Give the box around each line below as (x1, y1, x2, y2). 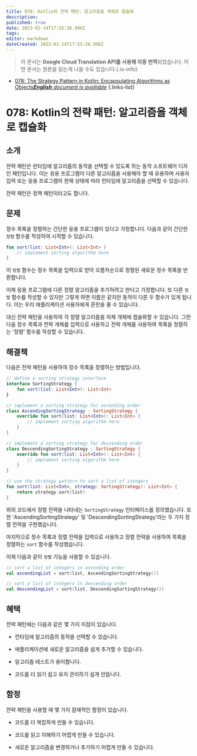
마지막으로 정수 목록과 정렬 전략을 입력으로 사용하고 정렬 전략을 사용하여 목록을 (6, 533, 187, 540)
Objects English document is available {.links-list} (14, 83, 135, 90)
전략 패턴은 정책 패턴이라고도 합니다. (6, 189, 89, 197)
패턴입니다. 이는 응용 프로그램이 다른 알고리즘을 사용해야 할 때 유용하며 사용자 (12, 170, 190, 177)
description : (6, 14, 38, 20)
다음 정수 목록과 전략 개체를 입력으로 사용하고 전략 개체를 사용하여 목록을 (6, 321, 172, 328)
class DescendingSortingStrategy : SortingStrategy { (6, 446, 141, 452)
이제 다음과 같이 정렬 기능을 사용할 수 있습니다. (6, 553, 112, 560)
